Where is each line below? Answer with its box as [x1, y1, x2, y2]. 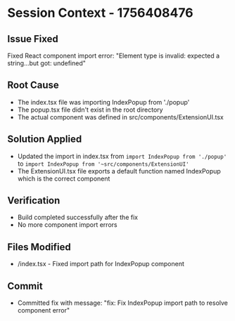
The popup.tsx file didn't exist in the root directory [17, 105, 163, 114]
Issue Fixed [7, 33, 58, 45]
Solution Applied [7, 133, 82, 145]
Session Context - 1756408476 [7, 5, 193, 21]
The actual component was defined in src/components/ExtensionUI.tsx [17, 112, 224, 121]
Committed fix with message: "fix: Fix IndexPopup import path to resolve [17, 299, 229, 307]
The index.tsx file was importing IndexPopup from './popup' [17, 98, 190, 106]
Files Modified [7, 241, 72, 253]
